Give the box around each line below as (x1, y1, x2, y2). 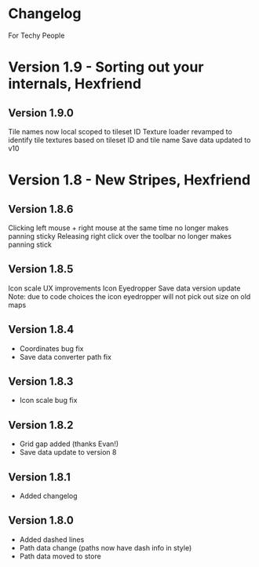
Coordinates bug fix (19, 343, 84, 353)
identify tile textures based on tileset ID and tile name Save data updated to (8, 135, 251, 144)
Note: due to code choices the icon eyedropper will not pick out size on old (8, 291, 251, 301)
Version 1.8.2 (8, 418, 74, 432)
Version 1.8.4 (8, 323, 75, 336)
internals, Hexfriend (8, 75, 142, 93)
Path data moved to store (19, 551, 102, 561)
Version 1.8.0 (8, 514, 75, 527)
